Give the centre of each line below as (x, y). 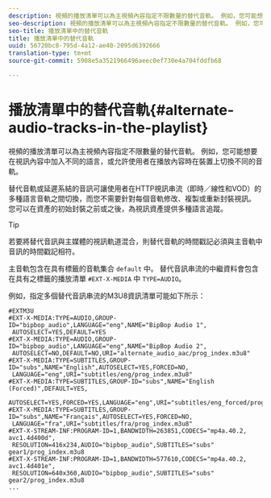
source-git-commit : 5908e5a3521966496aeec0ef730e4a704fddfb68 (115, 61)
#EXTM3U (21, 311)
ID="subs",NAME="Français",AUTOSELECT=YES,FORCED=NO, (101, 417)
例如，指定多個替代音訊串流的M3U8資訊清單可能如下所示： (107, 296)
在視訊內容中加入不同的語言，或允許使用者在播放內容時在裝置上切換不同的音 (135, 161)
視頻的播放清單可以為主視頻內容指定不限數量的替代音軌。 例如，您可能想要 (133, 151)
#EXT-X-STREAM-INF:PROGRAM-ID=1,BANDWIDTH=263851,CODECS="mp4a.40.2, (128, 431)
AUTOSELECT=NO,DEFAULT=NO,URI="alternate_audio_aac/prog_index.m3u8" (131, 353)
